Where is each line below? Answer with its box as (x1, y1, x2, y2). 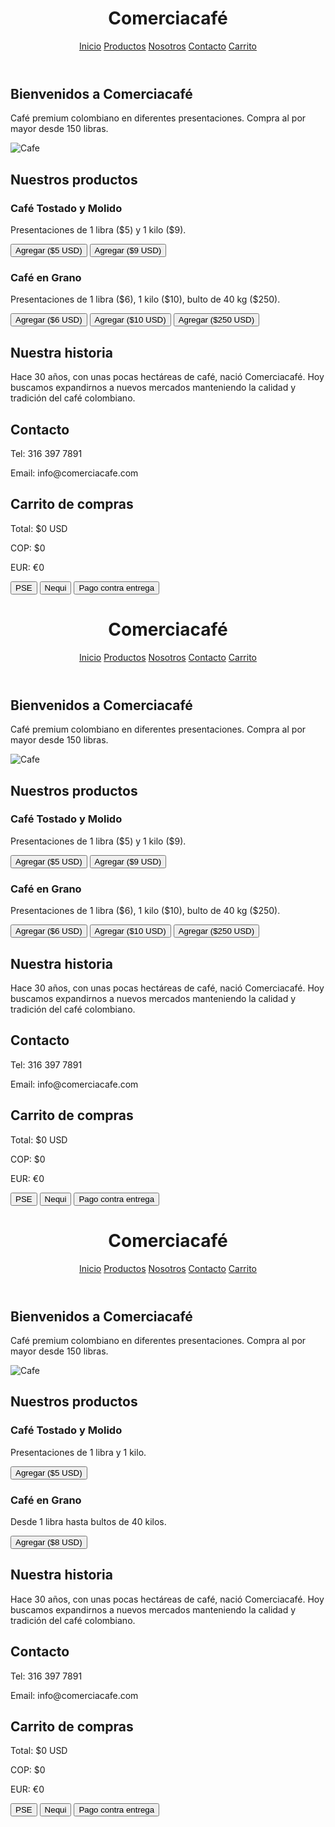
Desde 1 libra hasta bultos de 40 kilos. (10, 1515, 167, 1527)
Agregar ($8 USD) (15, 1537, 83, 1547)
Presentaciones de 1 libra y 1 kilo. (10, 1446, 147, 1458)
